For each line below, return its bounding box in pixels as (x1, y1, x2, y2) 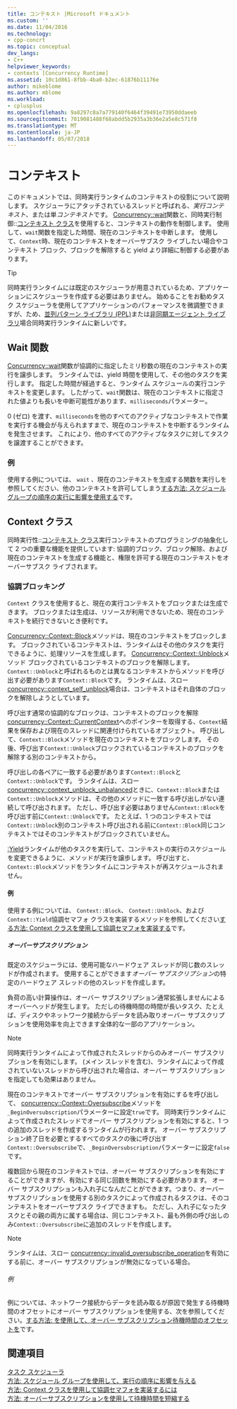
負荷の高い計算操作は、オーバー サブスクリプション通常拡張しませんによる (7, 993, 225, 1002)
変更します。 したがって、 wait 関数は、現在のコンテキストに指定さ (31, 388, 224, 396)
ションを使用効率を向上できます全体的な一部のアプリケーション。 (7, 1019, 199, 1028)
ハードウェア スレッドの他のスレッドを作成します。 (19, 978, 169, 987)
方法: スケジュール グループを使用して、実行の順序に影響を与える (7, 1376, 197, 1385)
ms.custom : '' (7, 17, 49, 24)
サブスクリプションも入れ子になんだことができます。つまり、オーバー (20, 1184, 224, 1193)
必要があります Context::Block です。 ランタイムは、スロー (19, 676, 189, 685)
